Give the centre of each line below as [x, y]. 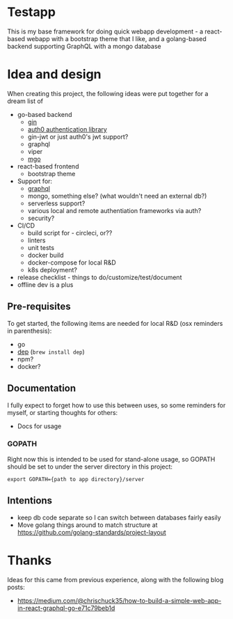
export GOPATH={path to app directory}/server [76, 479]
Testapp [31, 12]
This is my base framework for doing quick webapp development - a [105, 31]
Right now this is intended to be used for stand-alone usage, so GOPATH [111, 459]
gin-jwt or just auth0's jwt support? [78, 136]
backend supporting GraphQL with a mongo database [84, 46]
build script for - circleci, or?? [70, 233]
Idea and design [55, 75]
